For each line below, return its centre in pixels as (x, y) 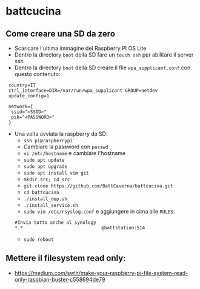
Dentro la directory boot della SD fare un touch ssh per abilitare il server (104, 55)
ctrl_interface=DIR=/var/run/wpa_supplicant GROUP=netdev (83, 91)
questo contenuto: (37, 74)
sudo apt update (44, 160)
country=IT (22, 85)
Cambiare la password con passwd (66, 147)
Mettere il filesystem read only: (66, 258)
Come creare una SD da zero (61, 34)
